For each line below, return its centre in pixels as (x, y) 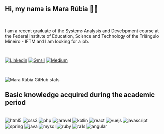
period (16, 103)
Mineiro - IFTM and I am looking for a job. (47, 41)
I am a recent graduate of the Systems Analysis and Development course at (82, 31)
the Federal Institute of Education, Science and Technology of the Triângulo (82, 36)
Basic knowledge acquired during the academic (80, 95)
